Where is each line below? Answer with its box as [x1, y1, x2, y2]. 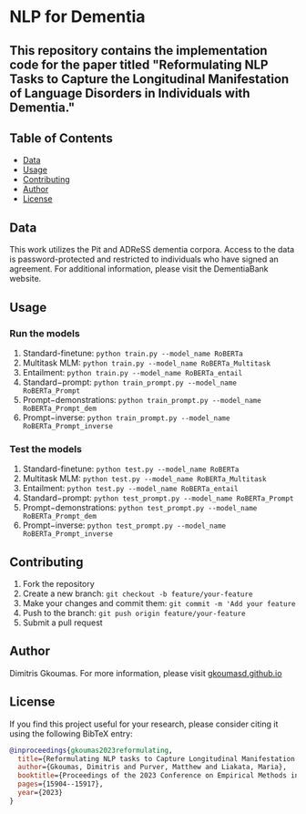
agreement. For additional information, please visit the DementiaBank [9, 263, 269, 274]
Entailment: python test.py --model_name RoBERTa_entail [22, 483, 239, 494]
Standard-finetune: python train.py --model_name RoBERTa [22, 347, 244, 358]
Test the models [9, 442, 82, 455]
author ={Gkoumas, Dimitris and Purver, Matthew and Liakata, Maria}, [17, 763, 287, 772]
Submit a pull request [22, 617, 103, 628]
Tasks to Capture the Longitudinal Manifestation [9, 71, 290, 87]
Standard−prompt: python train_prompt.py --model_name [22, 376, 237, 387]
